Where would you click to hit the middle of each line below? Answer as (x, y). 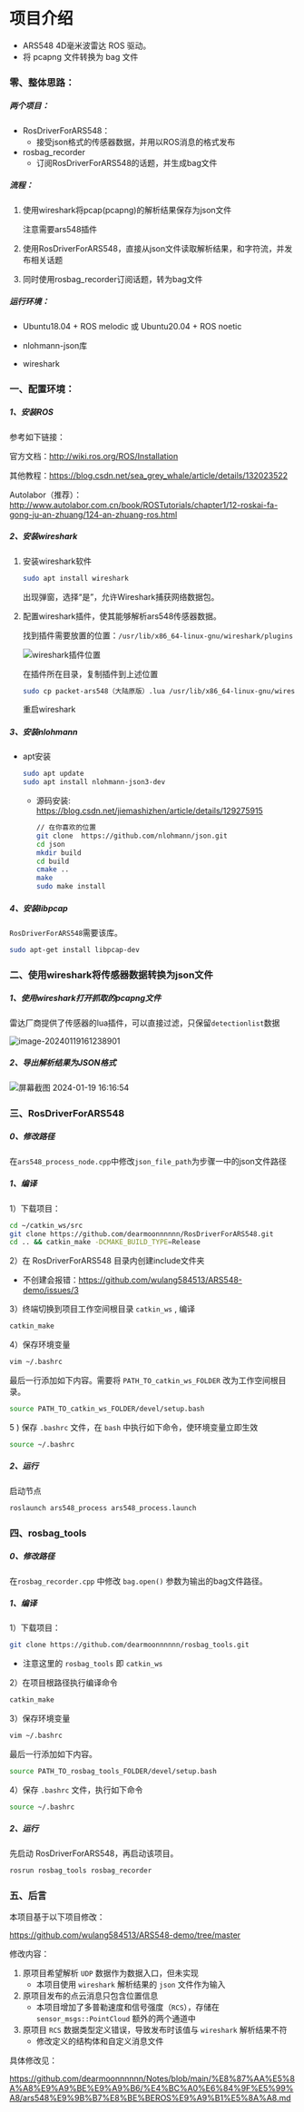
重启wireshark (49, 710)
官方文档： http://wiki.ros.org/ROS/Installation (94, 456)
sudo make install (71, 887)
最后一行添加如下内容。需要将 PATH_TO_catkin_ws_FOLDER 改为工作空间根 (144, 1380)
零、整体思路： (42, 83)
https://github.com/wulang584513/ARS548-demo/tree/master (125, 1935)
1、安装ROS (32, 412)
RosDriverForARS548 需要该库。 (66, 933)
